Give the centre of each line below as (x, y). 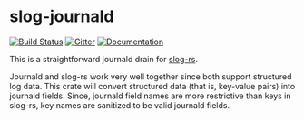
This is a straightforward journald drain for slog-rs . (103, 59)
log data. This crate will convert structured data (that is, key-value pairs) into (152, 86)
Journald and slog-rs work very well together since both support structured (151, 76)
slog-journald (62, 17)
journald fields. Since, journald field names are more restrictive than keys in (150, 96)
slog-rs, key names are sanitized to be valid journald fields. (119, 105)
